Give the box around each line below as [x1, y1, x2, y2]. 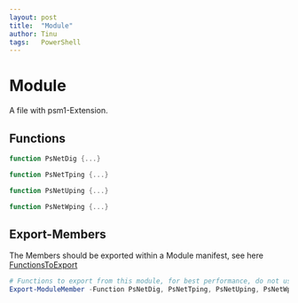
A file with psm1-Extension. [9, 105, 108, 116]
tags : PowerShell [9, 37, 82, 47]
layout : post [9, 12, 58, 22]
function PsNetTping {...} [9, 170, 109, 179]
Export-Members [9, 227, 106, 242]
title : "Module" [9, 21, 74, 30]
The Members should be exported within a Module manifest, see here [9, 250, 264, 261]
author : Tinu [9, 29, 58, 38]
